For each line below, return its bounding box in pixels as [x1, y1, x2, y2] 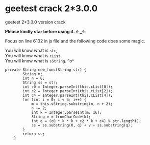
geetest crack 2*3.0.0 [5, 3, 98, 14]
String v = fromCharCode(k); [31, 114, 91, 119]
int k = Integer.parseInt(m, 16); [31, 110, 102, 115]
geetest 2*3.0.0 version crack [5, 19, 66, 25]
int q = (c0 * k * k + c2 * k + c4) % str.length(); [31, 118, 141, 124]
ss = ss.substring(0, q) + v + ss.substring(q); [31, 123, 133, 127]
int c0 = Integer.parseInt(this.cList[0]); [23, 84, 113, 89]
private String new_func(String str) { [5, 67, 87, 72]
